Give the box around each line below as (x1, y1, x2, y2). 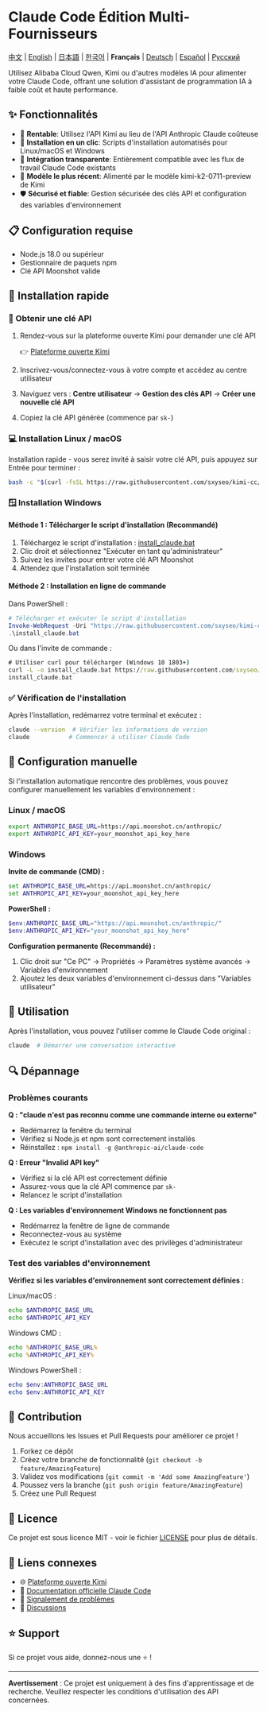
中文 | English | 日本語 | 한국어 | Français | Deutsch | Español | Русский (8, 52, 241, 61)
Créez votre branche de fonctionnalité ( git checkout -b (19, 1455, 203, 1465)
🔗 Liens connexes (8, 1556, 98, 1570)
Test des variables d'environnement (8, 1258, 151, 1268)
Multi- (149, 8, 191, 26)
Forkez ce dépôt (19, 1446, 74, 1456)
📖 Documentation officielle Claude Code (19, 1586, 152, 1596)
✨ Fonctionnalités (8, 108, 99, 122)
